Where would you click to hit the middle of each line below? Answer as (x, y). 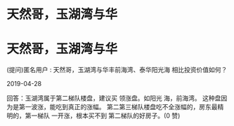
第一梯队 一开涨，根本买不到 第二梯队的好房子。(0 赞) (103, 115)
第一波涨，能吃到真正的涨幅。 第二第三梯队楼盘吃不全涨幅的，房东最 (118, 107)
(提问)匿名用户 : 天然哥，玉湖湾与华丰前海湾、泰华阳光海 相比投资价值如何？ (117, 70)
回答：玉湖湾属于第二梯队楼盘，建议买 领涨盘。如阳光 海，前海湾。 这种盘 (114, 98)
